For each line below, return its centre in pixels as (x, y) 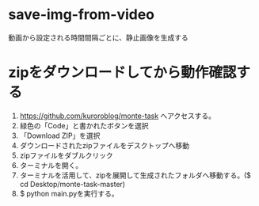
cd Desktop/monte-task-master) (72, 184)
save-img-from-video (82, 15)
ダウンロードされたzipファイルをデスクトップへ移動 (105, 145)
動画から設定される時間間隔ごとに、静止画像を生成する (98, 37)
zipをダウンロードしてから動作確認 (122, 72)
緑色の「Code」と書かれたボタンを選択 (84, 125)
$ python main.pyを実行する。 (69, 193)
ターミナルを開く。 (51, 165)
